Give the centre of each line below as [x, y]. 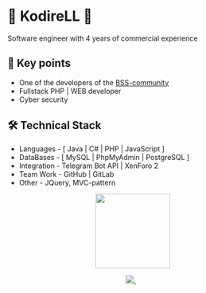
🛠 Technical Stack [54, 125]
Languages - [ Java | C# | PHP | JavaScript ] [91, 148]
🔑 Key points [39, 63]
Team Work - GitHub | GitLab [66, 174]
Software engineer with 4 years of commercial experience [103, 38]
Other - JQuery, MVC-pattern [67, 182]
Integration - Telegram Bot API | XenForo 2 [89, 166]
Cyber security [43, 100]
